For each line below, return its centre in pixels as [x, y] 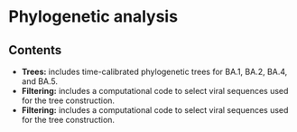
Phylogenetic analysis [93, 17]
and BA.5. [40, 81]
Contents [35, 50]
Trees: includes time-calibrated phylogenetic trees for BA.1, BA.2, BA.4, [154, 71]
